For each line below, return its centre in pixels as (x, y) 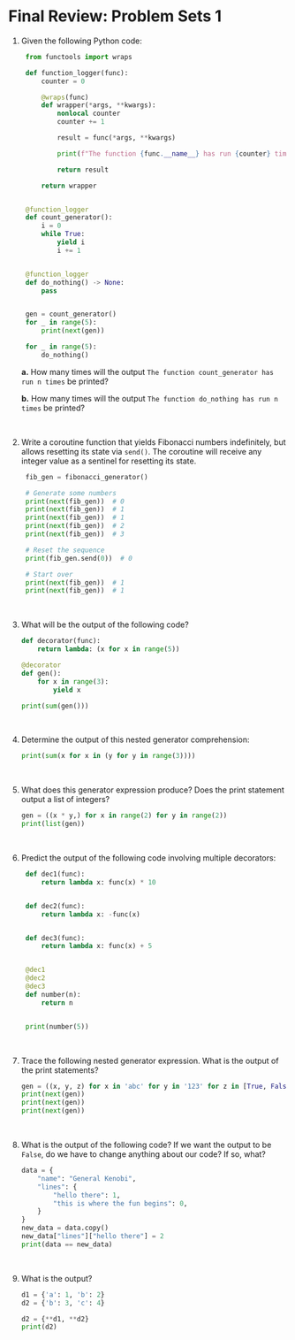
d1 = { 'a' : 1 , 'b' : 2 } (63, 1294)
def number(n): (53, 994)
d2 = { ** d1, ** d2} (55, 1319)
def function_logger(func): (77, 73)
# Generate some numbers (71, 493)
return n (57, 1003)
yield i (71, 242)
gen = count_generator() (71, 314)
